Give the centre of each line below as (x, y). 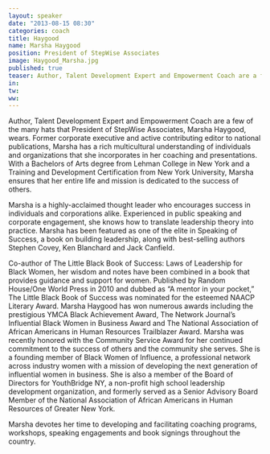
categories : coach (39, 31)
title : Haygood (34, 38)
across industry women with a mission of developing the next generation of (133, 366)
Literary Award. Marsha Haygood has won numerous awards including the (131, 306)
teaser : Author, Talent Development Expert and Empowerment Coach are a (133, 76)
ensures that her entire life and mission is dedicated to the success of (124, 181)
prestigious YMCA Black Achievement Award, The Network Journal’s (122, 315)
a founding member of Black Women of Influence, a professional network (130, 357)
